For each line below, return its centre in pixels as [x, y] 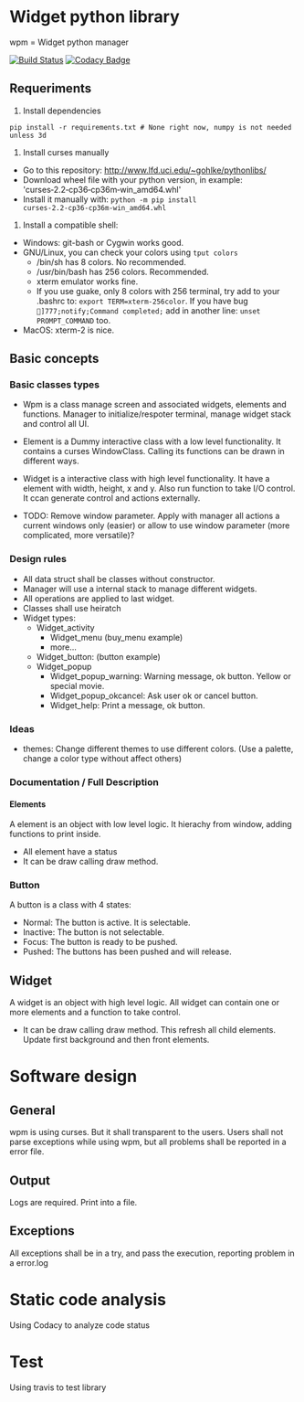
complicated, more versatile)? [79, 536]
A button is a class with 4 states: [71, 905]
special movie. [77, 685]
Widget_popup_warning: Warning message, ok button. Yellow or [171, 676]
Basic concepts [54, 359]
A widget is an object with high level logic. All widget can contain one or [145, 1003]
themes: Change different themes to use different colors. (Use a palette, [158, 749]
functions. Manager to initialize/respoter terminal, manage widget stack [157, 414]
